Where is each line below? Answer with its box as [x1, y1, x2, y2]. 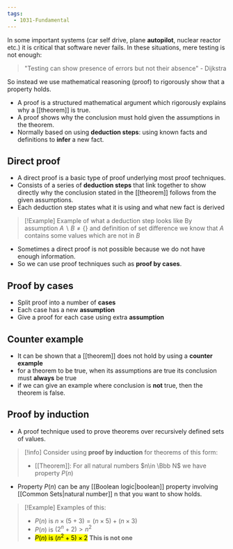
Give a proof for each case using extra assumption [17, 313, 165, 322]
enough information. [17, 252, 76, 261]
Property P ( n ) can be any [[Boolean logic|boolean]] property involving [17, 482, 218, 491]
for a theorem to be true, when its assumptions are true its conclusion [17, 366, 217, 375]
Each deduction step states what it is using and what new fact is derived [17, 203, 225, 212]
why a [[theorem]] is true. [17, 106, 91, 114]
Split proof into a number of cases [17, 298, 116, 306]
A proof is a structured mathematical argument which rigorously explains [17, 98, 226, 106]
